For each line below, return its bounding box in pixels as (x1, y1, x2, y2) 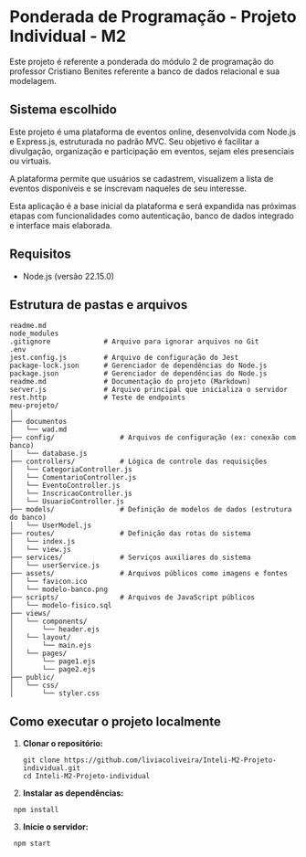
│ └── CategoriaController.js (9, 465, 132, 474)
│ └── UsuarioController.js (9, 497, 125, 506)
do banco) (9, 513, 47, 523)
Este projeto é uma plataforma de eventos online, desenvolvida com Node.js (9, 126, 297, 137)
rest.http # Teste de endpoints (9, 393, 185, 403)
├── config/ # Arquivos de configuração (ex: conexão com (9, 433, 297, 442)
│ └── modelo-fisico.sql (9, 601, 112, 610)
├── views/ (9, 609, 51, 619)
